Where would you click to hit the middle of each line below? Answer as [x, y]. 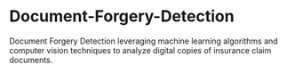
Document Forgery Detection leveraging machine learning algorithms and [143, 41]
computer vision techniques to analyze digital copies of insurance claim [140, 50]
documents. [31, 60]
